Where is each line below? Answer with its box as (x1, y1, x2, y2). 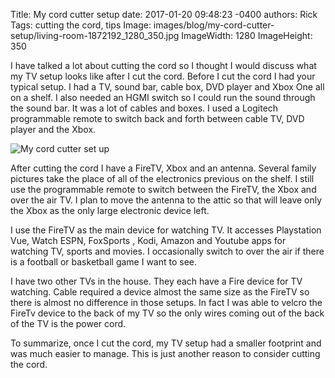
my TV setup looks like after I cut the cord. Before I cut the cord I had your (10, 70, 316, 82)
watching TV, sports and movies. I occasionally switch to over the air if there (10, 245, 325, 257)
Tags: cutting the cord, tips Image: (10, 19, 152, 31)
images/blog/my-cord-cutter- (153, 19, 275, 31)
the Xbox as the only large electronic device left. (10, 205, 210, 216)
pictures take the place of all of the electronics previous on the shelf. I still (10, 173, 315, 184)
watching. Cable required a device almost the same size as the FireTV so (10, 286, 310, 298)
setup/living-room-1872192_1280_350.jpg (10, 30, 180, 41)
